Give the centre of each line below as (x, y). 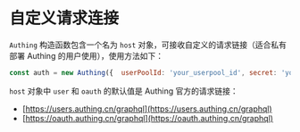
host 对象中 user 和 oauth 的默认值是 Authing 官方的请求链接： (124, 91)
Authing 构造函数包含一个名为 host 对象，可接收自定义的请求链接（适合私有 (148, 45)
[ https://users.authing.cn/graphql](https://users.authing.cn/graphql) (147, 109)
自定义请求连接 (64, 18)
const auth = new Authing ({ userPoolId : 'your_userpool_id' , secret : (143, 72)
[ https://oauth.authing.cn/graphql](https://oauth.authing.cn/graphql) (148, 118)
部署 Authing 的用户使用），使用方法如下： (86, 55)
